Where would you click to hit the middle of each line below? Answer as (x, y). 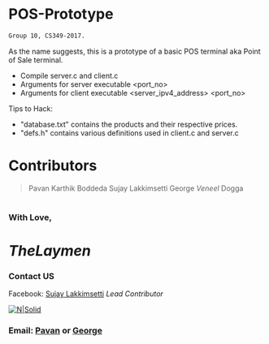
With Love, (30, 217)
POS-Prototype (61, 14)
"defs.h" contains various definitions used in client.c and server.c (129, 133)
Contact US (32, 277)
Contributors (53, 166)
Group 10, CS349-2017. (47, 36)
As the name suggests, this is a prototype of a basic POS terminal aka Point (135, 51)
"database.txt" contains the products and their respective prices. (129, 124)
